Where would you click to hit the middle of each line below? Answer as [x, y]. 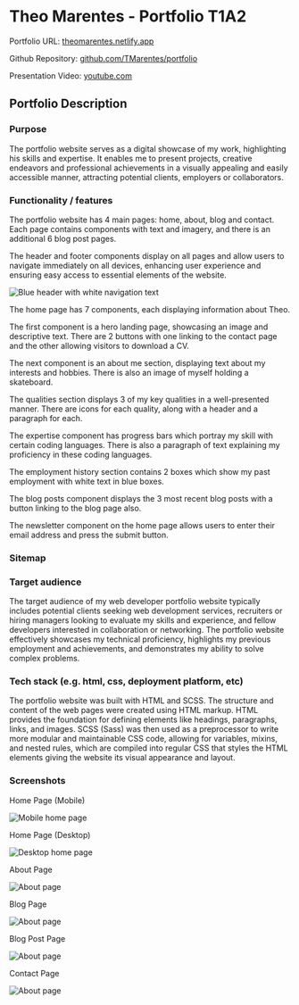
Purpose [28, 129]
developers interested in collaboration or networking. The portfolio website [147, 630]
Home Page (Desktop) [50, 835]
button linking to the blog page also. [75, 508]
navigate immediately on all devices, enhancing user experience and [135, 265]
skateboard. [31, 382]
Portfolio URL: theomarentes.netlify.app [82, 41]
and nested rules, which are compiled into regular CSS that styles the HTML [149, 748]
